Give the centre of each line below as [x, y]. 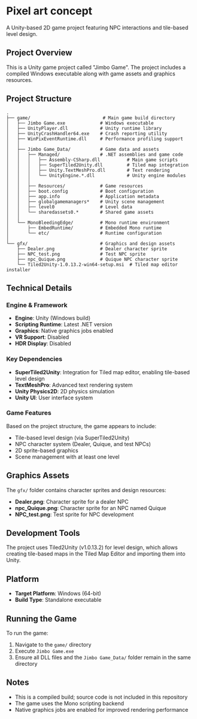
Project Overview [39, 53]
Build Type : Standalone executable [58, 600]
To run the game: [27, 633]
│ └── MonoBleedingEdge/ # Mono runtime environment [88, 223]
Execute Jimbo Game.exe [44, 651]
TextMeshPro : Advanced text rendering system [74, 385]
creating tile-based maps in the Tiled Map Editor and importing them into [96, 554]
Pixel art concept [49, 11]
